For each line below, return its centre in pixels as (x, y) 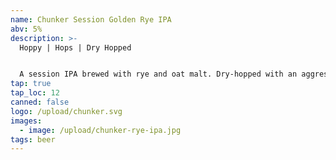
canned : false (40, 102)
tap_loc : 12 (35, 93)
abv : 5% (26, 29)
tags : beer (33, 139)
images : (26, 121)
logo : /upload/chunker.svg (66, 111)
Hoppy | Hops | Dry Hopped (75, 47)
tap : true (31, 84)
